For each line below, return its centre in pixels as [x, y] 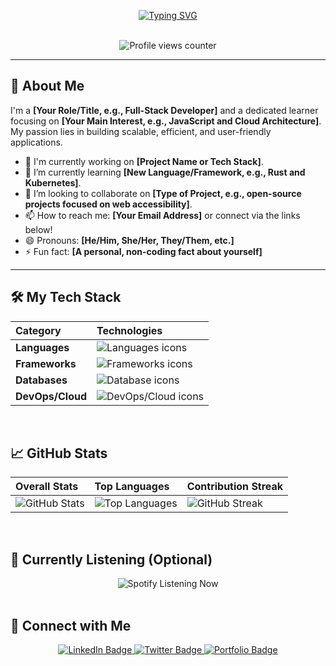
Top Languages [132, 487]
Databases [41, 380]
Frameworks [46, 363]
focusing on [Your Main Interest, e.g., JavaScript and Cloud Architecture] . [166, 121]
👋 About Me [47, 86]
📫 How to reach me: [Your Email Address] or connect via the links [162, 215]
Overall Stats [47, 487]
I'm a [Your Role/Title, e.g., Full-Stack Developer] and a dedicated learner [164, 110]
